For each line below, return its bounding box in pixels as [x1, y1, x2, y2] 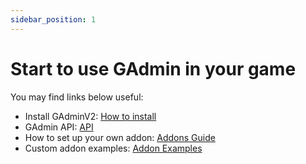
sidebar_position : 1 [10, 14, 97, 25]
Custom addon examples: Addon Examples [24, 142, 203, 154]
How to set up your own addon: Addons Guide [24, 131, 216, 143]
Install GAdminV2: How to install [24, 110, 157, 122]
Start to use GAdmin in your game [10, 57, 297, 80]
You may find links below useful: [10, 91, 144, 103]
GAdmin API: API [24, 121, 94, 133]
